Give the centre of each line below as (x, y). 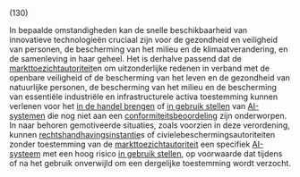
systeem (25, 154)
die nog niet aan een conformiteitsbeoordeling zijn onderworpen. (167, 116)
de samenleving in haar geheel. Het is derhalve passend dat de (125, 59)
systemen (27, 116)
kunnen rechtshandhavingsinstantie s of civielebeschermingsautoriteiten (142, 135)
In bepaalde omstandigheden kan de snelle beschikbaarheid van (129, 30)
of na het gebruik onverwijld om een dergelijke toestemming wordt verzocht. (150, 163)
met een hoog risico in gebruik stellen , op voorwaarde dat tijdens (163, 154)
